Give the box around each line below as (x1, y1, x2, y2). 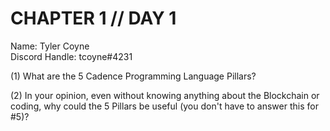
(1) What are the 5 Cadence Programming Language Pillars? (10, 70, 257, 82)
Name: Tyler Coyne (10, 40, 90, 52)
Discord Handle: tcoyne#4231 (10, 50, 133, 62)
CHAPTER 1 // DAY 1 (10, 7, 177, 30)
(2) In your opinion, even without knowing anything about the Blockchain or (10, 89, 320, 101)
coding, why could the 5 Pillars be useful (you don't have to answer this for (10, 100, 319, 112)
